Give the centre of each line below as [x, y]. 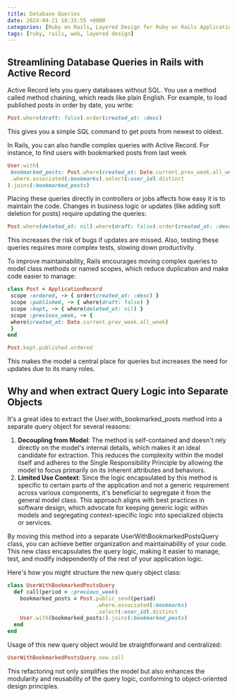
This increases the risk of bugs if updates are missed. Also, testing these [113, 240]
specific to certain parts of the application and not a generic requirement [123, 485]
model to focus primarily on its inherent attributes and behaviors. [111, 470]
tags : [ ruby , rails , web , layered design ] [71, 34]
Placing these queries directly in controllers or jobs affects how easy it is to [116, 199]
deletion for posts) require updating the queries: [77, 214]
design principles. [33, 686]
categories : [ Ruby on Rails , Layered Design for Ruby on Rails [102, 27]
